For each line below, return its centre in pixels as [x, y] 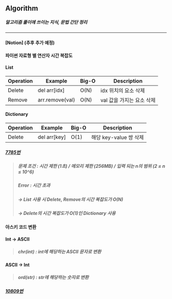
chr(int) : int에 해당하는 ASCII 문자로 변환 [59, 251]
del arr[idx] [51, 90]
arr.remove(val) [56, 99]
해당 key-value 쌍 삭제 [118, 137]
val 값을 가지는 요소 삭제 [128, 100]
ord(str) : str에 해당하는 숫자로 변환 [53, 277]
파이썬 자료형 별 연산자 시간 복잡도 [39, 55]
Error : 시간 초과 [34, 185]
